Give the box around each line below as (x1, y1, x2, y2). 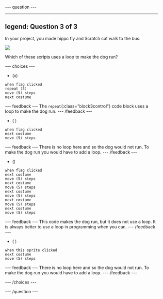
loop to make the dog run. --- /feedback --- (5, 108, 92, 114)
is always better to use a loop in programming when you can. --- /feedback (5, 224, 156, 229)
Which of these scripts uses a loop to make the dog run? (5, 54, 118, 60)
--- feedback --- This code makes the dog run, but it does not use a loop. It (5, 219, 156, 224)
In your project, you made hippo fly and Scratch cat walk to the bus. (5, 35, 141, 41)
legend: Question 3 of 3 (5, 23, 78, 31)
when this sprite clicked (5, 248, 57, 253)
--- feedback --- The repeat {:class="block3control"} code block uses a (5, 103, 148, 109)
